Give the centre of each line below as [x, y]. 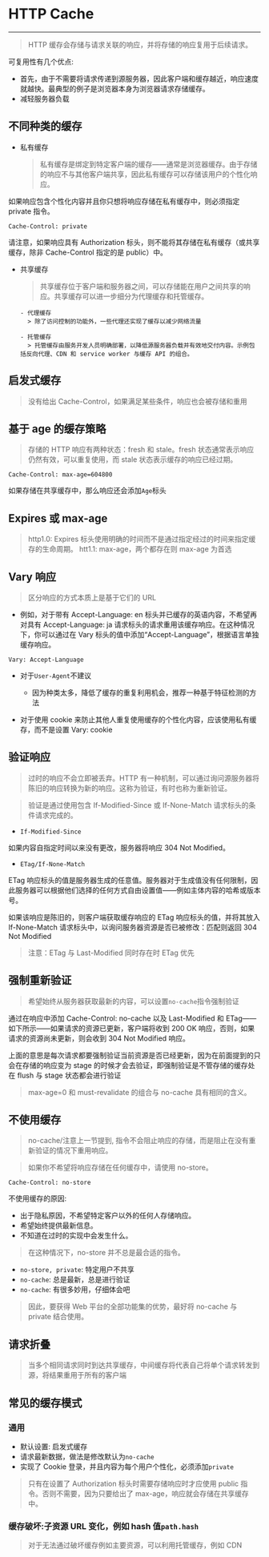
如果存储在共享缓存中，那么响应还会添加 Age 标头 [87, 491]
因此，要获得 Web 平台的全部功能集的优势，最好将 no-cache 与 [132, 1306]
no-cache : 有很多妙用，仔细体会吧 [75, 1290]
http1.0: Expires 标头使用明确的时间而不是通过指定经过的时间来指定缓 [142, 539]
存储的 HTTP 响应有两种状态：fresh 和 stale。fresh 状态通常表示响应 [141, 450]
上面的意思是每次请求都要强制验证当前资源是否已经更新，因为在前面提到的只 [134, 1055]
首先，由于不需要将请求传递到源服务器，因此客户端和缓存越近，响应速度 [139, 78]
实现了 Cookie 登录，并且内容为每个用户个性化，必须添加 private [127, 1467]
